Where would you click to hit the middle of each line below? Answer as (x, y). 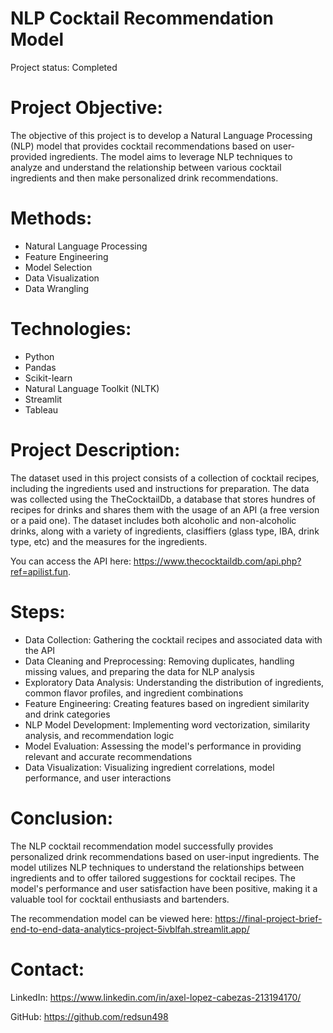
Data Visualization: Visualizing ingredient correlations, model (149, 767)
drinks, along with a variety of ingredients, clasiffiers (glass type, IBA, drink (165, 531)
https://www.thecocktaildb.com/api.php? (217, 561)
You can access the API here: (71, 561)
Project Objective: (86, 108)
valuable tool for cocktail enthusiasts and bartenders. (120, 899)
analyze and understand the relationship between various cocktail (146, 167)
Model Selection (58, 267)
